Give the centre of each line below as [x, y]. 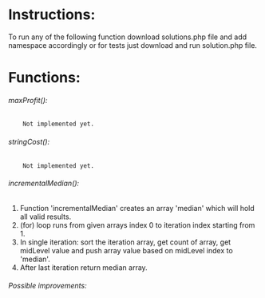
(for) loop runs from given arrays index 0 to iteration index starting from [137, 224]
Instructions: [52, 15]
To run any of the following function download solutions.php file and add [128, 37]
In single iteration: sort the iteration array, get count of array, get [125, 242]
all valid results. [45, 217]
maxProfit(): [28, 100]
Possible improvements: [47, 286]
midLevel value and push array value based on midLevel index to [126, 250]
